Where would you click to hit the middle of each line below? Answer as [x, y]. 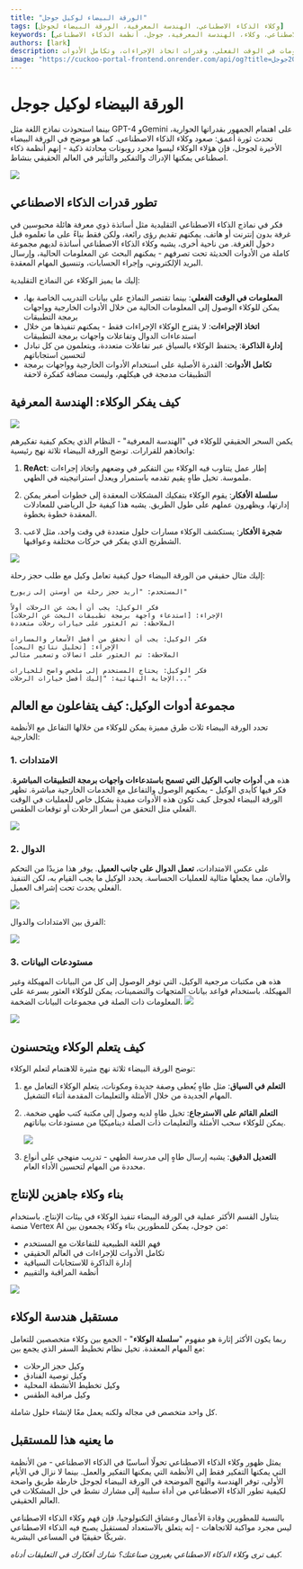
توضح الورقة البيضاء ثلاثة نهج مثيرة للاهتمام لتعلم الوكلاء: [103, 1069]
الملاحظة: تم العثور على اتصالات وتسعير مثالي [95, 654]
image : [22, 59]
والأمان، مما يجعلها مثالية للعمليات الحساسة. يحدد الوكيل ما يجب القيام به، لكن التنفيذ [151, 877]
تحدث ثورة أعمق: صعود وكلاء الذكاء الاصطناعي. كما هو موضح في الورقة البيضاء [142, 138]
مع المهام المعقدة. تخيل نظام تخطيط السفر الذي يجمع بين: [108, 1348]
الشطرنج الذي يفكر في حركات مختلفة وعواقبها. [102, 541]
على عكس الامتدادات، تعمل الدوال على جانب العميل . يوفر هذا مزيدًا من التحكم [139, 868]
